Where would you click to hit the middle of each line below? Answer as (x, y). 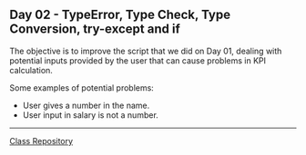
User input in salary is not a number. (91, 115)
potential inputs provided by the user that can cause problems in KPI (138, 60)
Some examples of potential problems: (82, 87)
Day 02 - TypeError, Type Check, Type (120, 15)
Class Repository (41, 140)
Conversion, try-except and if (95, 29)
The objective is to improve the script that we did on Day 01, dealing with (146, 51)
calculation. (31, 70)
